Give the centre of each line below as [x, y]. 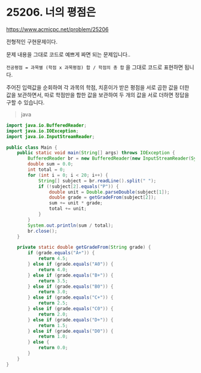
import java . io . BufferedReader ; [46, 125]
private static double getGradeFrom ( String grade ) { [84, 247]
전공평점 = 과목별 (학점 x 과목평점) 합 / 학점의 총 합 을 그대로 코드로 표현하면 [95, 67]
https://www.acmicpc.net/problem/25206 [57, 29]
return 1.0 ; [53, 336]
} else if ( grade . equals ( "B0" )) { [71, 286]
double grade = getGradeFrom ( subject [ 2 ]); [103, 198]
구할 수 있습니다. [25, 102]
